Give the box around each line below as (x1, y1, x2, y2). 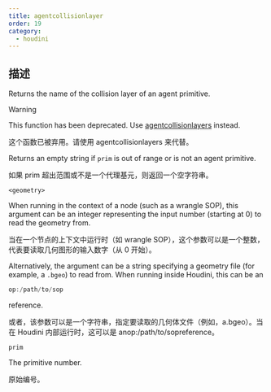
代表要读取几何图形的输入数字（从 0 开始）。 (8, 245, 156, 255)
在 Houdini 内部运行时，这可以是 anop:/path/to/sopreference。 (8, 327, 220, 337)
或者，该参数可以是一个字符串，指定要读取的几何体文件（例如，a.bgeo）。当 (8, 316, 264, 326)
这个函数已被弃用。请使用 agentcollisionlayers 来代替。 (8, 137, 194, 147)
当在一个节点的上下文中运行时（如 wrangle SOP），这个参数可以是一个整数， (8, 235, 264, 245)
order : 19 (8, 20, 42, 28)
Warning (8, 105, 37, 115)
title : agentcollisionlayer (8, 11, 104, 20)
